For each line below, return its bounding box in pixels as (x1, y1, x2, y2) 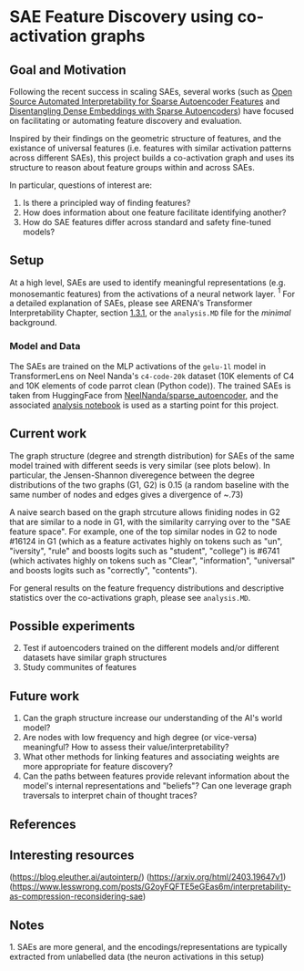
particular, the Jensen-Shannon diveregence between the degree (9, 470, 255, 480)
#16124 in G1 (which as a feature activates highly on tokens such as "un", (9, 535, 283, 546)
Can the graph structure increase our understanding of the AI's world (22, 713, 283, 724)
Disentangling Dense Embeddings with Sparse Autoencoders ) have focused (9, 106, 294, 116)
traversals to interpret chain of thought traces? (22, 790, 198, 801)
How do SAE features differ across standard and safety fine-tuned (22, 217, 271, 227)
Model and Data (9, 340, 81, 353)
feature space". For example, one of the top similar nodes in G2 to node (9, 526, 278, 537)
